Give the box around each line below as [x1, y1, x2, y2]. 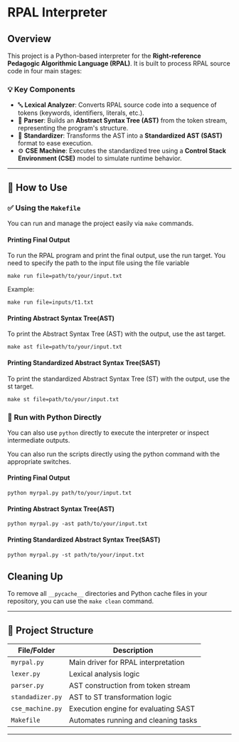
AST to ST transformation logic [68, 692, 172, 702]
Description [112, 646, 154, 656]
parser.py [11, 681, 44, 690]
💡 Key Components [7, 84, 76, 94]
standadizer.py [11, 693, 63, 701]
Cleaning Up [7, 570, 63, 582]
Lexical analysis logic [68, 669, 140, 679]
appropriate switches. [7, 457, 71, 465]
